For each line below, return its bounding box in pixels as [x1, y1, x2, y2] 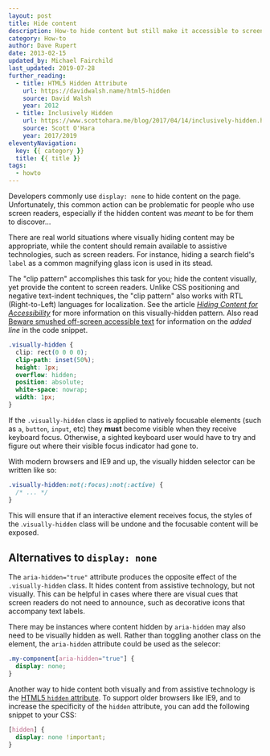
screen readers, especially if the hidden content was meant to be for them [8, 209, 254, 218]
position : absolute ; [15, 378, 84, 387]
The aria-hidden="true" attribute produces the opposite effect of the [8, 572, 237, 582]
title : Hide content [8, 19, 78, 27]
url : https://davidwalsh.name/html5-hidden [22, 86, 171, 95]
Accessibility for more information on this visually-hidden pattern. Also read [8, 308, 259, 318]
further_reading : [8, 72, 67, 80]
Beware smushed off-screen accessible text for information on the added [8, 317, 252, 326]
